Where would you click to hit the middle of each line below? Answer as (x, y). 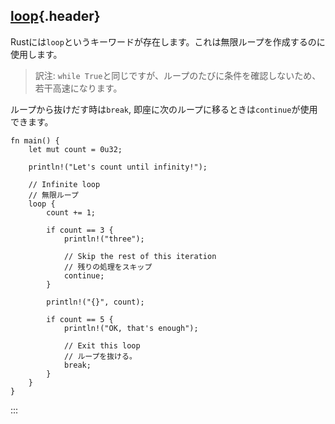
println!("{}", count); (95, 302)
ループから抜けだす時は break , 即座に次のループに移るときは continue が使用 (164, 109)
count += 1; (71, 212)
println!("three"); (104, 239)
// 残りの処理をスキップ (108, 267)
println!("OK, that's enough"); (131, 328)
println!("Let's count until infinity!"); (118, 167)
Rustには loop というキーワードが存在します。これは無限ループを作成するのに (168, 41)
